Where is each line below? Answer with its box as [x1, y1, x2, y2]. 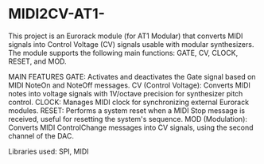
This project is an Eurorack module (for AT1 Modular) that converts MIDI [8, 31, 243, 41]
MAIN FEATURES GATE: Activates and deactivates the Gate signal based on [8, 72, 256, 81]
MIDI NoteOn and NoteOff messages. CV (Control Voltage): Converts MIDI [8, 80, 250, 90]
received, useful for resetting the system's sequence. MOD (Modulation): [8, 114, 248, 123]
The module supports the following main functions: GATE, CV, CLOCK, [8, 48, 239, 57]
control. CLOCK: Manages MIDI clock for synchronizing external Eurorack [8, 97, 249, 107]
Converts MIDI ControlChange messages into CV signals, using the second [8, 123, 254, 132]
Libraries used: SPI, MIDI [8, 146, 89, 156]
